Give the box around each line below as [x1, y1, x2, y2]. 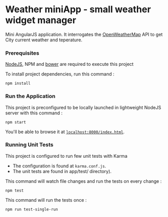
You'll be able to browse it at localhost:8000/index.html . [5, 129, 125, 135]
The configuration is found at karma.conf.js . [12, 162, 106, 169]
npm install [5, 81, 31, 86]
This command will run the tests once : [5, 197, 87, 203]
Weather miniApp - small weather [5, 4, 151, 15]
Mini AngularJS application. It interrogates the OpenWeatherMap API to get [5, 31, 163, 37]
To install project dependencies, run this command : [5, 71, 115, 77]
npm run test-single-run [5, 207, 58, 212]
